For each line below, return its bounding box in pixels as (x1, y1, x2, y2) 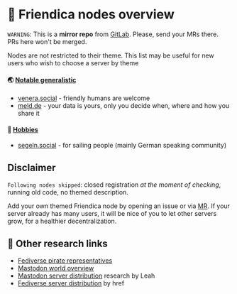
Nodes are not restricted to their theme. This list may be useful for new (7, 51, 214, 60)
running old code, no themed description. (7, 188, 129, 197)
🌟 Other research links (7, 237, 108, 249)
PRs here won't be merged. (7, 37, 87, 45)
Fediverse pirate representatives (17, 256, 113, 265)
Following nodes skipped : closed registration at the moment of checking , (7, 180, 221, 189)
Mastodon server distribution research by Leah (17, 271, 155, 280)
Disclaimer (7, 161, 56, 173)
